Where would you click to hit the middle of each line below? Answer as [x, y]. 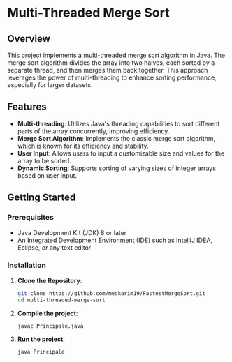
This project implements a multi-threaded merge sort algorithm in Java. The [116, 55]
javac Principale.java [50, 326]
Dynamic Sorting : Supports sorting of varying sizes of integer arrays [117, 168]
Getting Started [42, 198]
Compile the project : [48, 313]
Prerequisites [30, 218]
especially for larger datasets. [50, 85]
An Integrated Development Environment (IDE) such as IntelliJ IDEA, [115, 240]
